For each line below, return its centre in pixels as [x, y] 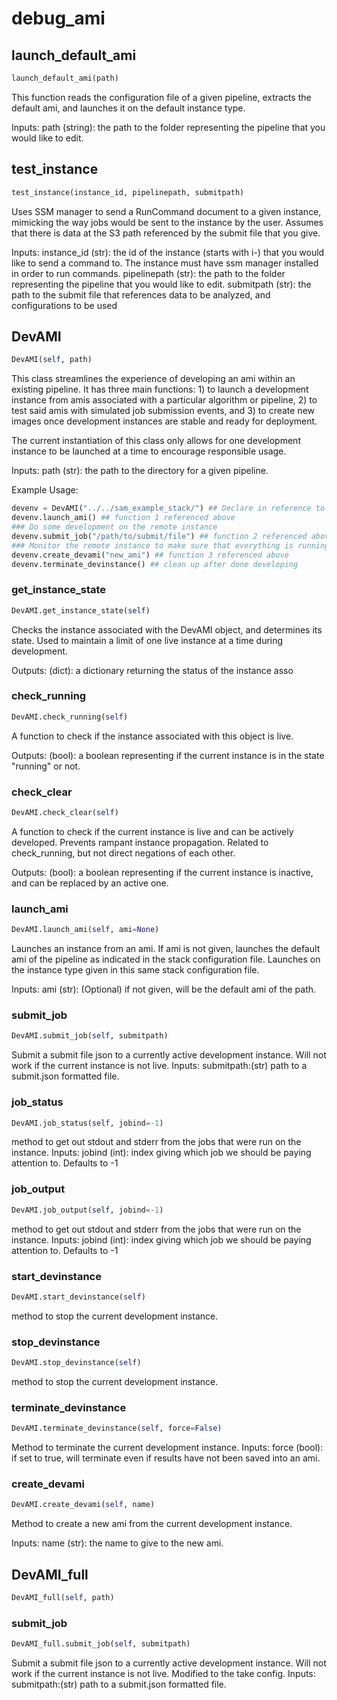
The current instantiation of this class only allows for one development [156, 441]
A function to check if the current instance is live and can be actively [152, 831]
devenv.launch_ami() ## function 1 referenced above [123, 518]
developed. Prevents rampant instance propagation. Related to [140, 842]
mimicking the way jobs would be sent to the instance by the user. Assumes [167, 222]
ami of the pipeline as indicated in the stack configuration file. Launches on [166, 959]
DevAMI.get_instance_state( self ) [81, 610]
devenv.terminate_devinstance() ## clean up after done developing [155, 564]
